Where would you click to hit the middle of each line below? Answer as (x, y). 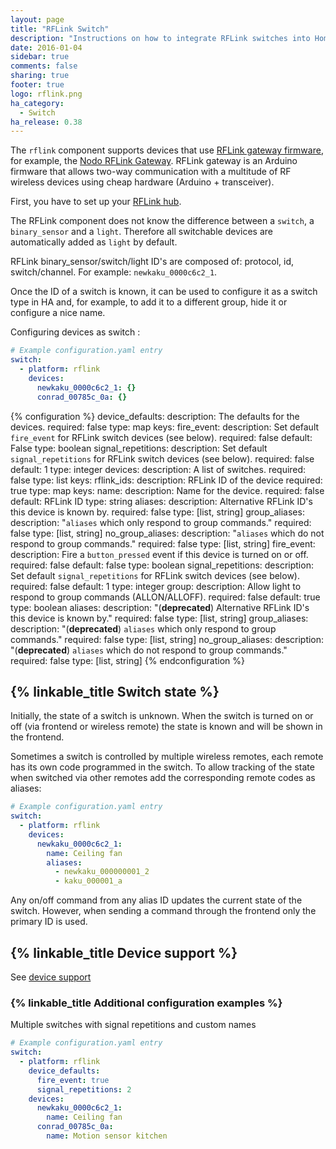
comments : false (44, 66)
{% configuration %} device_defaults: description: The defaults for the (155, 416)
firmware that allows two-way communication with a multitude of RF (151, 172)
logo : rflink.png (46, 94)
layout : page (37, 19)
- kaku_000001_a (88, 881)
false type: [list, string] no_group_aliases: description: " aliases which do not (167, 533)
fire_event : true (73, 1080)
